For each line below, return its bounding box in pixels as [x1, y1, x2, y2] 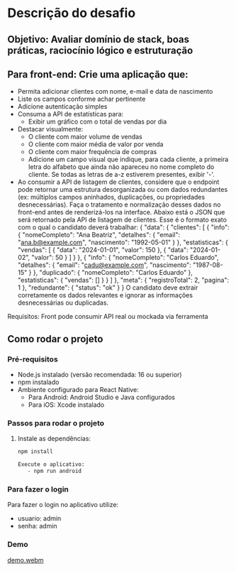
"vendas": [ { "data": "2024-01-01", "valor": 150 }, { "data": [17, 246, 189, 254]
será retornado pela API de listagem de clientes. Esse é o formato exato [17, 215, 227, 224]
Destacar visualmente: [17, 125, 84, 134]
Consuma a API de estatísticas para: [17, 110, 124, 119]
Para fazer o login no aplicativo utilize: [7, 501, 119, 509]
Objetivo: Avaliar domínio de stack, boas [7, 33, 190, 45]
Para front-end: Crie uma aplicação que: [7, 68, 189, 80]
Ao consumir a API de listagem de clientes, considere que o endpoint [17, 178, 220, 186]
